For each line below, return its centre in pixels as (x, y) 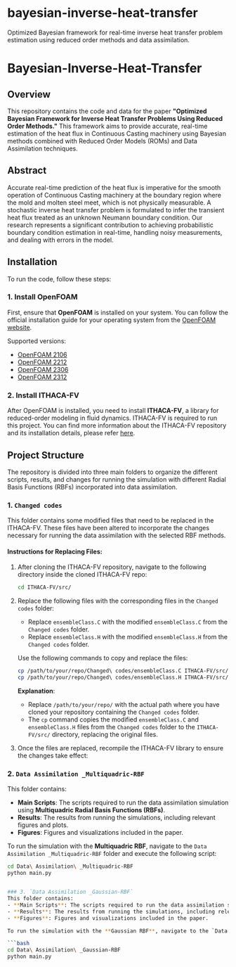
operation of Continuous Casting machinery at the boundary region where (114, 195)
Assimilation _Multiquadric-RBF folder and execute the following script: (112, 854)
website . (20, 327)
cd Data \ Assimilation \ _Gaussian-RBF (64, 950)
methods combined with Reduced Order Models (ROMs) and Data (103, 141)
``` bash (19, 944)
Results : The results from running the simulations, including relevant (116, 818)
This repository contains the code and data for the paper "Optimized (107, 111)
